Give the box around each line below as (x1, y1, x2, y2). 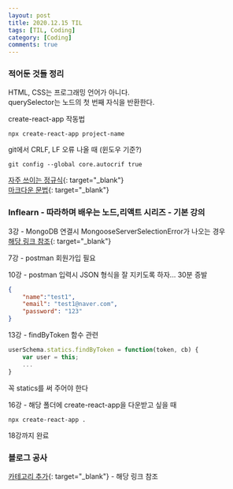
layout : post (8, 11, 51, 20)
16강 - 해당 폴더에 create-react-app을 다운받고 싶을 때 (8, 400, 177, 409)
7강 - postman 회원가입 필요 (8, 253, 96, 263)
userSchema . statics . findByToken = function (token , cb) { (8, 346, 199, 354)
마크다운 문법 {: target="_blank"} (8, 185, 109, 195)
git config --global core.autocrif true (8, 161, 143, 169)
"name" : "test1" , (22, 293, 76, 300)
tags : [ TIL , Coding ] (8, 26, 76, 34)
